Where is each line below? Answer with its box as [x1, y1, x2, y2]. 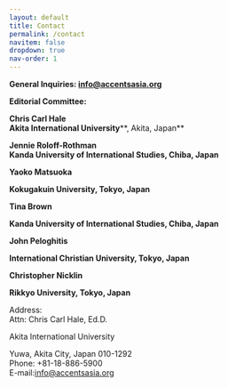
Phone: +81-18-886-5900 [9, 358, 103, 368]
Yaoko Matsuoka [9, 166, 73, 177]
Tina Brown [9, 201, 52, 212]
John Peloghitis [9, 236, 68, 246]
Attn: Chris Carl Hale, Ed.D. [9, 314, 108, 325]
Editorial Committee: [9, 96, 87, 107]
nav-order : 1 [9, 54, 58, 63]
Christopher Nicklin [9, 270, 83, 280]
